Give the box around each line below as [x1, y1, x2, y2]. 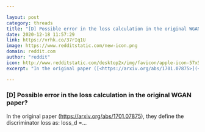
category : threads [6, 20, 53, 26]
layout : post [6, 14, 40, 20]
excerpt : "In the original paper [6, 65, 92, 71]
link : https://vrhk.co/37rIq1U [6, 37, 86, 43]
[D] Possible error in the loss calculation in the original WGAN [6, 91, 192, 100]
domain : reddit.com [6, 48, 56, 55]
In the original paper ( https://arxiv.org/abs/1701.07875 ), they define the [6, 112, 184, 120]
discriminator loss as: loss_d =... [6, 119, 87, 126]
